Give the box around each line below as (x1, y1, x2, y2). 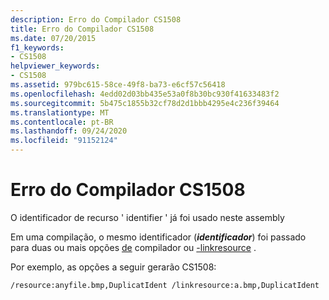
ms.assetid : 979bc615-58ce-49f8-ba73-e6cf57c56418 (10, 80, 226, 90)
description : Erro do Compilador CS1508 (10, 14, 182, 25)
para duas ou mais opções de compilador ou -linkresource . (10, 241, 257, 253)
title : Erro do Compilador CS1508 (10, 24, 155, 34)
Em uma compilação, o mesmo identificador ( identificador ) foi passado (10, 231, 307, 243)
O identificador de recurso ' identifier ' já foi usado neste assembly (10, 211, 285, 223)
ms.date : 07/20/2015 (10, 33, 97, 43)
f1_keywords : (10, 42, 65, 53)
